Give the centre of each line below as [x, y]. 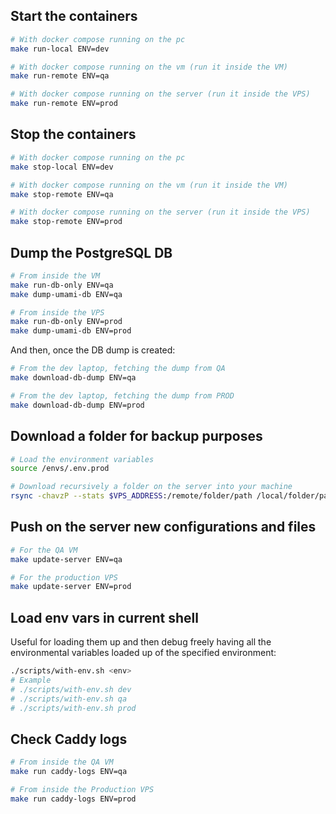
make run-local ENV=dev [60, 49]
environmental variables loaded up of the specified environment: [143, 653]
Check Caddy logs [69, 739]
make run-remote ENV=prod [64, 104]
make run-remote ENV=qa [60, 76]
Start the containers [74, 16]
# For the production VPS [64, 577]
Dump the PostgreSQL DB [91, 252]
